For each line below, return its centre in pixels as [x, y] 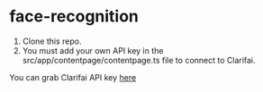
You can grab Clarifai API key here [73, 77]
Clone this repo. [52, 41]
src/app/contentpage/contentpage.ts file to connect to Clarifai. [139, 60]
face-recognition [74, 17]
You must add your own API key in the [93, 50]
